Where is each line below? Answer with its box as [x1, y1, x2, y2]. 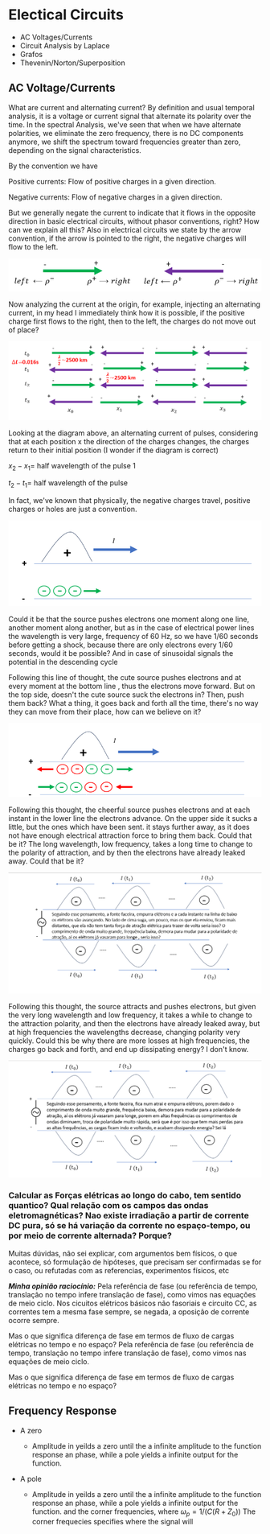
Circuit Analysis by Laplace [19, 40, 110, 50]
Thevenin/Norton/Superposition [19, 58, 126, 68]
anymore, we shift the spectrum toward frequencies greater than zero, [8, 137, 241, 146]
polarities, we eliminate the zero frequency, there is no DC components [8, 128, 243, 138]
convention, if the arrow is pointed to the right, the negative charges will [8, 233, 247, 243]
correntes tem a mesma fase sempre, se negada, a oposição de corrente [8, 1306, 250, 1317]
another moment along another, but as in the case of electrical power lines [8, 622, 255, 633]
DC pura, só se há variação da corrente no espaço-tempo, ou [8, 1220, 251, 1231]
